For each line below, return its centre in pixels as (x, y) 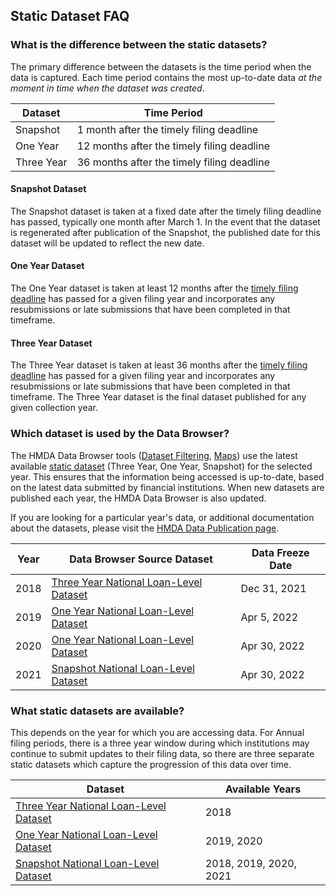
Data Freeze (280, 552)
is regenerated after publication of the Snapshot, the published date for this (165, 232)
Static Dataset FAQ (70, 16)
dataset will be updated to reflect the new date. (107, 243)
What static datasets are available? (97, 711)
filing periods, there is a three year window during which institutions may (160, 743)
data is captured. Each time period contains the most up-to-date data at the (166, 77)
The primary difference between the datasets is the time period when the (161, 66)
